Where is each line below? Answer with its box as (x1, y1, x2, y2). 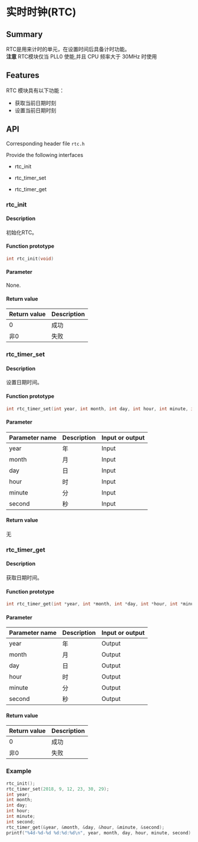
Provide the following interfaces (6, 151, 84, 158)
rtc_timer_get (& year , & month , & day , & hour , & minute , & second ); (6, 824, 165, 830)
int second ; (6, 818, 35, 825)
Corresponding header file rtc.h (6, 140, 85, 147)
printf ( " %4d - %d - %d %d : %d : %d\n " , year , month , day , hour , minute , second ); (6, 830, 194, 836)
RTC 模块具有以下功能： (6, 87, 65, 94)
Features (6, 70, 39, 80)
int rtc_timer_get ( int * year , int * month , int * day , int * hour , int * (6, 601, 183, 607)
